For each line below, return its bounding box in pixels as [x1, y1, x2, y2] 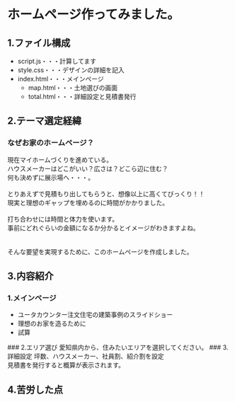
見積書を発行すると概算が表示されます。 [7, 361, 125, 369]
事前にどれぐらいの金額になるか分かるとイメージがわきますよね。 [7, 224, 200, 232]
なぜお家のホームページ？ [7, 138, 94, 148]
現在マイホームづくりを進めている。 [7, 155, 113, 163]
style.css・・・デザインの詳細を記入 [17, 66, 125, 74]
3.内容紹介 [7, 270, 55, 282]
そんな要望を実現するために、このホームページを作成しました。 [7, 247, 193, 255]
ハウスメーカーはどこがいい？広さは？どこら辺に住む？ [7, 164, 168, 173]
